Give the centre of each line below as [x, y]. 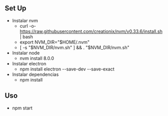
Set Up [15, 8]
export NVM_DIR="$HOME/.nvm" [55, 42]
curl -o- [28, 26]
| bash [26, 36]
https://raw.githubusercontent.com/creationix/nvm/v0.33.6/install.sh [91, 31]
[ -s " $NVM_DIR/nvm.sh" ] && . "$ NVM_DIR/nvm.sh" [75, 47]
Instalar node [26, 53]
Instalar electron [29, 63]
